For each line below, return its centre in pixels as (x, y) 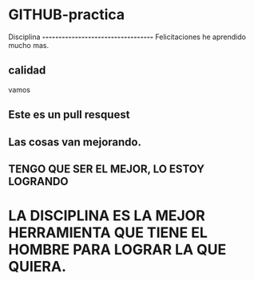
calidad (27, 71)
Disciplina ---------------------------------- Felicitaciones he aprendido (127, 37)
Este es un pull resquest (69, 115)
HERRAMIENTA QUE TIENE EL (108, 233)
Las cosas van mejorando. (75, 142)
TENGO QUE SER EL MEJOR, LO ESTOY (107, 169)
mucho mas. (29, 45)
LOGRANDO (39, 181)
